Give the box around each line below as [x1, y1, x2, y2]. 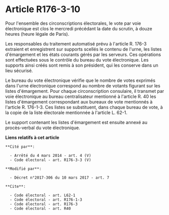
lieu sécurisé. [5, 67, 33, 74]
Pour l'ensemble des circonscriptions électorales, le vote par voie [5, 20, 141, 26]
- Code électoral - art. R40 [10, 206, 71, 211]
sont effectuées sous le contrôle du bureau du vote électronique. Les [5, 57, 149, 63]
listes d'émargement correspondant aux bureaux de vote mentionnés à [5, 98, 153, 104]
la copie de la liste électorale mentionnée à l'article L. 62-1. [5, 110, 128, 116]
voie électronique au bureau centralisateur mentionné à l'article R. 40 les [5, 93, 156, 99]
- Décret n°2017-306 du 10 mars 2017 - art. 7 [10, 175, 109, 180]
